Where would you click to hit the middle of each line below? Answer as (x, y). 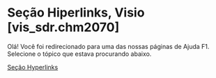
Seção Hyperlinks (33, 67)
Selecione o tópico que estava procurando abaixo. (79, 54)
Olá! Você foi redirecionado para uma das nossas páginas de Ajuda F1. (108, 46)
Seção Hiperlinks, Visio (76, 13)
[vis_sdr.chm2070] (63, 27)
